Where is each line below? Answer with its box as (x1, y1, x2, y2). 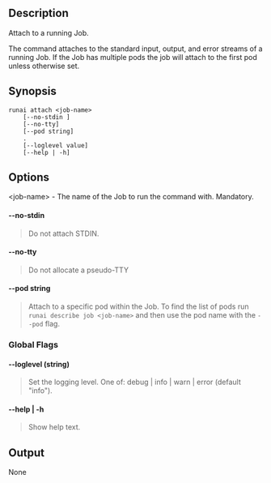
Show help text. (28, 422, 81, 432)
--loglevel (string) (8, 359, 70, 369)
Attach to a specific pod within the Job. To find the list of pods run (28, 301, 249, 311)
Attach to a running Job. (8, 28, 89, 37)
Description (8, 6, 69, 20)
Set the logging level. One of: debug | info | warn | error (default (28, 377, 241, 387)
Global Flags (8, 339, 59, 350)
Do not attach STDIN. (28, 229, 100, 238)
